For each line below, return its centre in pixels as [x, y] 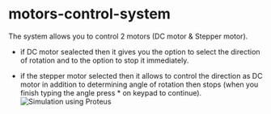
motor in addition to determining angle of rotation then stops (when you [139, 84]
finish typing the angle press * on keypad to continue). [111, 92]
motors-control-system [90, 14]
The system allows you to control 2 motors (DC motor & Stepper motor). [128, 36]
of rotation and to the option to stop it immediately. [104, 60]
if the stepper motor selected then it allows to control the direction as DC [141, 75]
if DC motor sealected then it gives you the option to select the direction [140, 51]
